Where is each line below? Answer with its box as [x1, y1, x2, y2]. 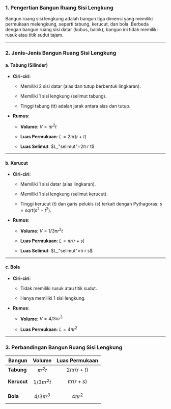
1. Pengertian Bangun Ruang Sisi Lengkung [5, 4, 113, 11]
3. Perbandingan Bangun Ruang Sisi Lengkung [5, 344, 123, 351]
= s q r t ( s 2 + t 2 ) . [20, 206, 52, 213]
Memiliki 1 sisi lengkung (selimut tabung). [20, 93, 107, 99]
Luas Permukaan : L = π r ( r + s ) [20, 238, 85, 244]
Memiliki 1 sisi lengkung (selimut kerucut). [20, 191, 108, 197]
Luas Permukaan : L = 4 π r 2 [20, 325, 77, 333]
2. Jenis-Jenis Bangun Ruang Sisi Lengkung [5, 49, 117, 57]
